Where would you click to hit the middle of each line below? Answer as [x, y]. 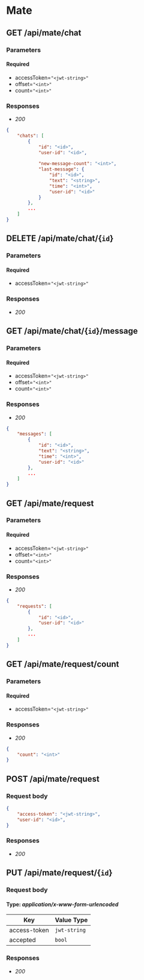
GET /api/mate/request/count [63, 664]
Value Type [71, 920]
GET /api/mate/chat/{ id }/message [72, 331]
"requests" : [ [34, 606]
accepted [22, 940]
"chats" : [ [31, 136]
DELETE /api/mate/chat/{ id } [60, 239]
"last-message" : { [61, 169]
